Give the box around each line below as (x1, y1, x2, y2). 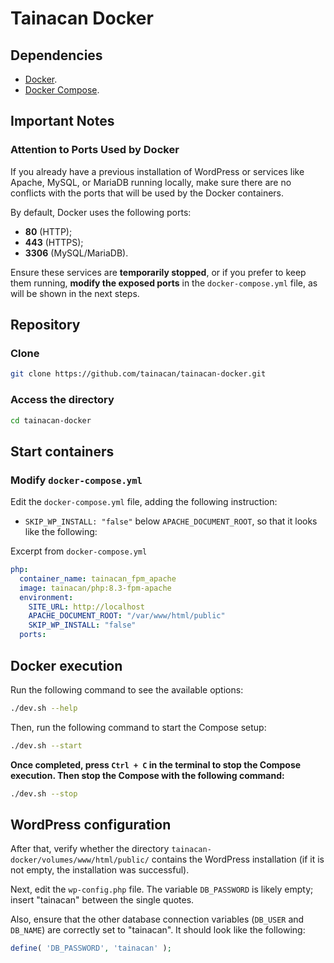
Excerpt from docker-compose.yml (10, 545, 148, 557)
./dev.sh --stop (10, 788, 78, 799)
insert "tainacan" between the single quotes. (10, 894, 195, 906)
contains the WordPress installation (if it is (151, 853, 325, 866)
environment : (19, 592, 74, 602)
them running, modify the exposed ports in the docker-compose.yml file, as (10, 277, 318, 289)
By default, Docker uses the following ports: (10, 206, 192, 218)
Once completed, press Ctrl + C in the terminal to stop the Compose (10, 758, 302, 771)
